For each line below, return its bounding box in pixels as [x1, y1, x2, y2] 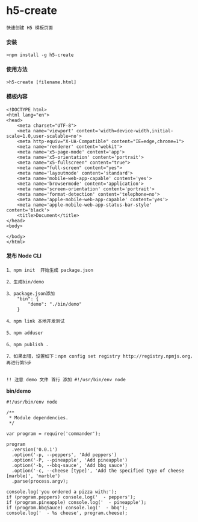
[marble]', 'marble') [6, 472, 61, 479]
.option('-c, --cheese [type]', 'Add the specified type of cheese [11, 468, 185, 474]
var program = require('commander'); [6, 430, 101, 437]
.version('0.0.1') [11, 446, 58, 453]
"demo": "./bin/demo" [28, 301, 82, 307]
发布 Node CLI [6, 252, 42, 260]
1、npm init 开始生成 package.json [6, 267, 94, 273]
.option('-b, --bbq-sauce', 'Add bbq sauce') [11, 462, 128, 468]
